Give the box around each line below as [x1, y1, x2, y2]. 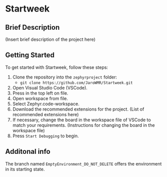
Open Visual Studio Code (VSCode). [12, 84, 88, 91]
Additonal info [5, 147, 51, 156]
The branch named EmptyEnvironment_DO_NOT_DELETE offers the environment [5, 160, 162, 166]
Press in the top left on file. [12, 90, 69, 96]
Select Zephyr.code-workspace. [12, 101, 79, 107]
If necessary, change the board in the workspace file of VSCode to [12, 117, 151, 123]
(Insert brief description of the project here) [5, 36, 96, 42]
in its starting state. [5, 166, 45, 172]
